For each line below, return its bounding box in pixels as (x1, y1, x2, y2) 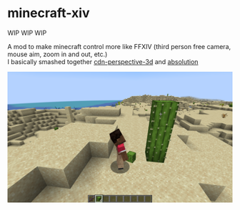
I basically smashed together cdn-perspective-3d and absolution (7, 57, 199, 65)
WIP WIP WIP (7, 28, 47, 37)
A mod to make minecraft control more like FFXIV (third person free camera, (7, 42, 231, 51)
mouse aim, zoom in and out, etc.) (7, 50, 108, 58)
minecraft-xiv (7, 5, 90, 21)
